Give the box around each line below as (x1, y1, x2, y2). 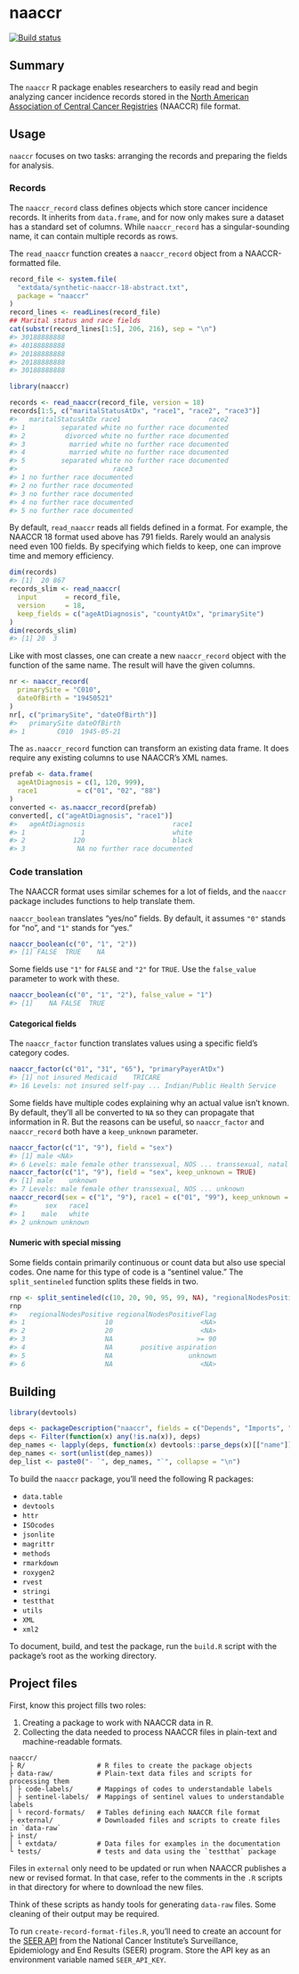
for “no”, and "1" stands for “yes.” (9, 922, 133, 933)
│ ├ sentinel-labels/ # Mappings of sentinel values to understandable (9, 1792, 285, 1801)
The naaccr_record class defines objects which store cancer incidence (9, 202, 269, 212)
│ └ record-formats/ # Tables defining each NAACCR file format (9, 1808, 261, 1817)
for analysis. (9, 160, 54, 170)
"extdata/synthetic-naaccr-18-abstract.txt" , (17, 283, 190, 292)
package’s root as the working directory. (9, 1650, 158, 1661)
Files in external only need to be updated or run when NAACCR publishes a (9, 1862, 287, 1873)
